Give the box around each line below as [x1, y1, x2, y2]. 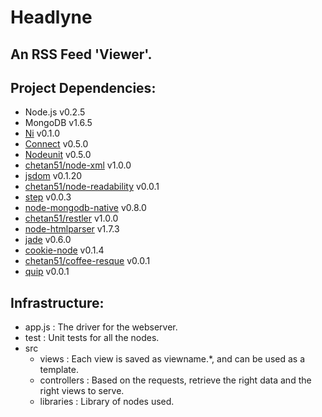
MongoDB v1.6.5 [24, 117, 93, 129]
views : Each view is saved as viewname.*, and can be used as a [39, 353, 305, 365]
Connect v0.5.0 [24, 138, 89, 150]
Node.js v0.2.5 [24, 106, 86, 118]
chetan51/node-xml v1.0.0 [24, 159, 132, 171]
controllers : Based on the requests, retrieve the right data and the [39, 374, 312, 386]
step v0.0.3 [24, 191, 72, 203]
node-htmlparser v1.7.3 [24, 223, 120, 235]
